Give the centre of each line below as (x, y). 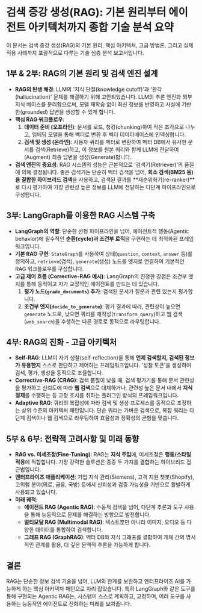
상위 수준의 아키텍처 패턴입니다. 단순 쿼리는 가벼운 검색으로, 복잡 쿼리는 (105, 411)
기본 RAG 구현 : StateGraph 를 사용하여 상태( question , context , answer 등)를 (104, 254)
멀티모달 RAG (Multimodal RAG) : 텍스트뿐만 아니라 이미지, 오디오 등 (105, 522)
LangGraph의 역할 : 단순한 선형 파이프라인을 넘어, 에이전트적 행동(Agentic (102, 231)
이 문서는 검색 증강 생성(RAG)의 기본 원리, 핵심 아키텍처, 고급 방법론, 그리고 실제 (100, 45)
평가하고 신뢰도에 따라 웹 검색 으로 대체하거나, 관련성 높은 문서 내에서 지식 (107, 388)
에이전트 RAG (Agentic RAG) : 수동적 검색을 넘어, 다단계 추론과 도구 (103, 507)
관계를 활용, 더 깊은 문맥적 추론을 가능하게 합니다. (93, 545)
